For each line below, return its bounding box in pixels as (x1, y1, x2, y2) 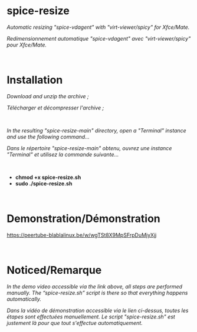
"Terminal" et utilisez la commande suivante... (6, 151, 119, 158)
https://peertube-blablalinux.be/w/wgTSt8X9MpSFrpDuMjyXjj (6, 231, 157, 238)
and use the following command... (6, 133, 90, 140)
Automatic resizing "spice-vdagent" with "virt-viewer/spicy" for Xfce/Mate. (6, 24, 190, 31)
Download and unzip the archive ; (6, 92, 89, 99)
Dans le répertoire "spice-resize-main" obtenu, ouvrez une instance (6, 144, 172, 151)
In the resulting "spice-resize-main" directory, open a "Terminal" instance (6, 127, 186, 134)
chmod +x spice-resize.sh (15, 174, 81, 181)
